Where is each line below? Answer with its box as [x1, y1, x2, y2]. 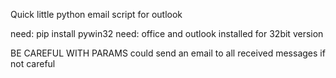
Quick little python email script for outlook [10, 9, 183, 20]
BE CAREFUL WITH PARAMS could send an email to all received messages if [10, 47, 326, 59]
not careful [10, 58, 56, 69]
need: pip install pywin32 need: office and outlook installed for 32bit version [10, 28, 324, 39]
